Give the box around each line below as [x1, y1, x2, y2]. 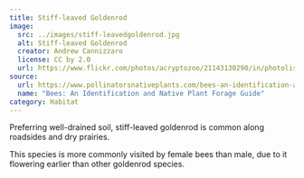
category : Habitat [9, 97, 79, 107]
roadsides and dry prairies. [9, 132, 110, 143]
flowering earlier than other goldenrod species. [9, 159, 185, 170]
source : [9, 72, 39, 81]
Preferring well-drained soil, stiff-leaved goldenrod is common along [9, 122, 265, 133]
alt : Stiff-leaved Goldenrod [17, 38, 128, 48]
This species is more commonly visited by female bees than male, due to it [9, 149, 288, 160]
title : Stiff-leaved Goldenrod [9, 13, 128, 23]
